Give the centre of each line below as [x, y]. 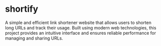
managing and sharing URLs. [34, 38]
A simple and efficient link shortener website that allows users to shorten [78, 23]
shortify [22, 9]
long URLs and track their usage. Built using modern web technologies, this [81, 27]
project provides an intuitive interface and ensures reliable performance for [80, 33]
